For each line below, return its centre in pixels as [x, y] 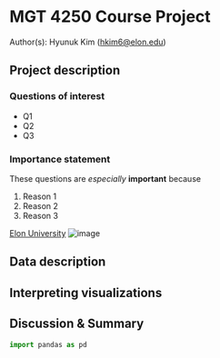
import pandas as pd [49, 344]
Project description [65, 70]
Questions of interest [57, 96]
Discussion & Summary [77, 324]
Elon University [38, 233]
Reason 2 [40, 205]
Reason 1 [40, 196]
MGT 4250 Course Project [110, 17]
